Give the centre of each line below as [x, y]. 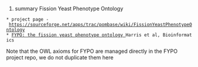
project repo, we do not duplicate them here [60, 58]
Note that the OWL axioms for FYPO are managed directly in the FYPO [92, 51]
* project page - [28, 20]
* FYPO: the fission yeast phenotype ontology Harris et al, [83, 35]
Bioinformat [178, 35]
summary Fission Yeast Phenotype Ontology [69, 9]
